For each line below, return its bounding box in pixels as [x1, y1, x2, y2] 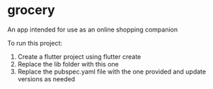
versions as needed [17, 74, 76, 83]
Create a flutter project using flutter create [17, 52, 142, 61]
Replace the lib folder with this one [17, 60, 119, 68]
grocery [7, 2, 55, 18]
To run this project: [7, 39, 62, 47]
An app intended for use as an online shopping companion [7, 25, 178, 34]
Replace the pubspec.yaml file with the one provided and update [17, 67, 207, 76]
